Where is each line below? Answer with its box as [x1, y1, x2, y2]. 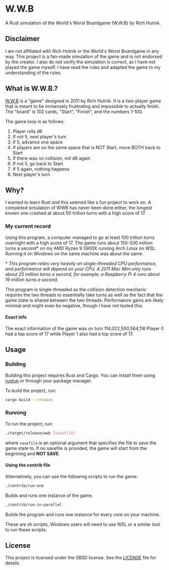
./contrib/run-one [5, 483, 44, 488]
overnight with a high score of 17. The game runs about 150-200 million [5, 239, 153, 246]
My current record [5, 223, 51, 230]
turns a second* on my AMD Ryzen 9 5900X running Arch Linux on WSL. [5, 245, 157, 251]
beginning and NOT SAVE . [5, 450, 61, 456]
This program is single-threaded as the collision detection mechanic [5, 286, 147, 292]
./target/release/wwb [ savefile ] [5, 431, 76, 436]
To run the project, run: [5, 420, 53, 426]
